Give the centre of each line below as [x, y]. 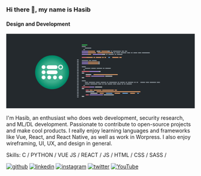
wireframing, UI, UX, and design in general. [59, 144]
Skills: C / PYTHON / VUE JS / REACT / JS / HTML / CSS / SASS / [86, 155]
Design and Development [38, 24]
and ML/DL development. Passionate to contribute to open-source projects [99, 125]
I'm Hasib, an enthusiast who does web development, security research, [95, 118]
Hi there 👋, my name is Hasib [48, 10]
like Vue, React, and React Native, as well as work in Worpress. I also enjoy [98, 137]
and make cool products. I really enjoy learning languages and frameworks [98, 131]
